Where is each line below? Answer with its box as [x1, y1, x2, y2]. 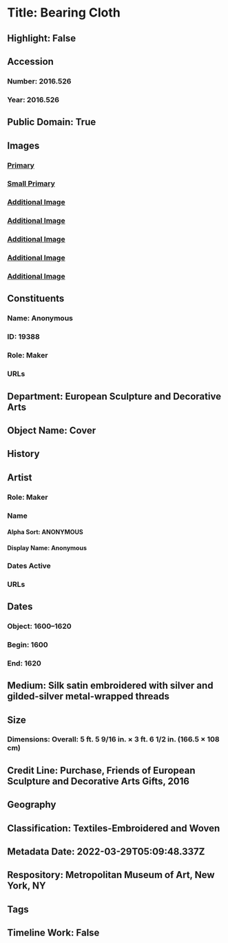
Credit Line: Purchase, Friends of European [7, 764, 196, 776]
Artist [7, 471, 32, 483]
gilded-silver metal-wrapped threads [7, 690, 170, 702]
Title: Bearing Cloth [7, 5, 121, 21]
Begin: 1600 [7, 640, 48, 650]
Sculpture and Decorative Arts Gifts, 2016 [7, 775, 189, 787]
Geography [7, 799, 56, 810]
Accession [7, 55, 54, 67]
